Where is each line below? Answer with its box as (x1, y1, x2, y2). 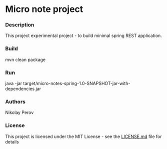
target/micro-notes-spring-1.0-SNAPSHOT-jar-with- (23, 80, 130, 86)
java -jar (5, 80, 22, 86)
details (5, 138, 19, 144)
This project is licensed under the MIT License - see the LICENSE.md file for (5, 133, 162, 139)
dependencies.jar (5, 86, 41, 92)
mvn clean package (5, 56, 46, 62)
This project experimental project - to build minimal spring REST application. (5, 32, 162, 38)
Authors (5, 98, 26, 105)
